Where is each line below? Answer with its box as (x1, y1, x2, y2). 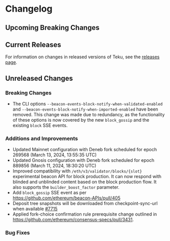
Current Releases (5, 40, 62, 49)
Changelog (5, 3, 53, 15)
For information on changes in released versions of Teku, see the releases (5, 54, 160, 60)
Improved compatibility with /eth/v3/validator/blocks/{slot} (12, 168, 142, 174)
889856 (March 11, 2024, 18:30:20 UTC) (12, 163, 97, 169)
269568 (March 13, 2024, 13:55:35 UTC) (12, 152, 97, 158)
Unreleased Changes (5, 74, 73, 83)
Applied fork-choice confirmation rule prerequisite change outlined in (12, 211, 157, 217)
